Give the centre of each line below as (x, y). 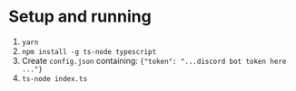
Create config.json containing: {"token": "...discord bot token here (154, 60)
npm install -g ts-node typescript (89, 51)
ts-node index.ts (54, 78)
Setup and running (80, 17)
